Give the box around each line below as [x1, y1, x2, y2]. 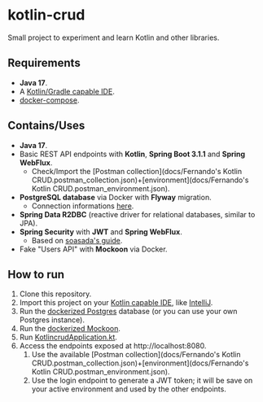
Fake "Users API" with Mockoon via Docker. [19, 244, 168, 254]
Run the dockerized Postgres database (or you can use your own [19, 307, 238, 317]
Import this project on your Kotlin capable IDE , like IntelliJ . [19, 298, 213, 308]
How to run [7, 267, 65, 282]
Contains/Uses [7, 119, 85, 133]
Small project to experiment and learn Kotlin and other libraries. [7, 33, 220, 42]
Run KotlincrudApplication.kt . [19, 332, 117, 343]
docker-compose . [19, 95, 80, 105]
